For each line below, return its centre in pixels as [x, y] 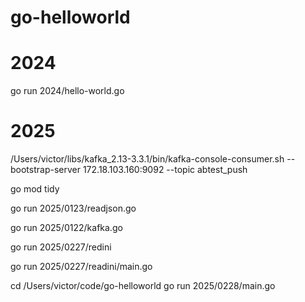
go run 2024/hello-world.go [67, 91]
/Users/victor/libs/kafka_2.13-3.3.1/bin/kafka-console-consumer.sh [147, 159]
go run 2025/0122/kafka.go [66, 228]
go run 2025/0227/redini [61, 247]
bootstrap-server [45, 170]
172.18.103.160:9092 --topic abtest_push [165, 170]
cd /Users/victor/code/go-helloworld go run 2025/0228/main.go [143, 286]
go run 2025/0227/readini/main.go [81, 267]
